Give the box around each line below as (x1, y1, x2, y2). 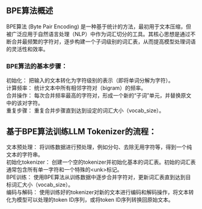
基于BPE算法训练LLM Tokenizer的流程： (6, 126, 157, 137)
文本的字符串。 (6, 151, 43, 158)
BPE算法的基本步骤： (6, 62, 68, 70)
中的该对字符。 (6, 99, 43, 107)
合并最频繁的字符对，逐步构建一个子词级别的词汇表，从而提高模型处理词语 (11, 38, 196, 45)
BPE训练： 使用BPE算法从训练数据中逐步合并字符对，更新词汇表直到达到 (6, 173, 186, 181)
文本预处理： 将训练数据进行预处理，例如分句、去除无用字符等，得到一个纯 (6, 143, 192, 151)
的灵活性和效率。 (6, 45, 49, 52)
